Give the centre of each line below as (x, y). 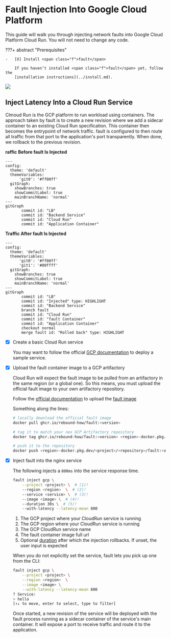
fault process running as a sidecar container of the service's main (82, 619)
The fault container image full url (55, 535)
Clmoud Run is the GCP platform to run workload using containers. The (80, 115)
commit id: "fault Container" (53, 319)
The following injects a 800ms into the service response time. (76, 471)
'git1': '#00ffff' (38, 265)
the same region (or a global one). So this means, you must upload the (87, 383)
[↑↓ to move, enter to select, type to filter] (64, 604)
